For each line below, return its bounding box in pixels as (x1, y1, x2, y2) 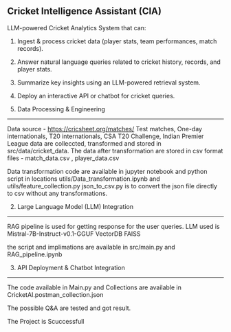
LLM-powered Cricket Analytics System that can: (7, 23, 146, 32)
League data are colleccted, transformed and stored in (7, 139, 162, 147)
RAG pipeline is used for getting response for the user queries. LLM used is (7, 222, 220, 230)
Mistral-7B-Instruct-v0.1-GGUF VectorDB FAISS (7, 230, 141, 238)
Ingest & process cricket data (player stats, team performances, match (16, 37, 217, 45)
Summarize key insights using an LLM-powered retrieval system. (16, 78, 201, 87)
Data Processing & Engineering (16, 104, 105, 113)
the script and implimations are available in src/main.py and (7, 243, 175, 251)
